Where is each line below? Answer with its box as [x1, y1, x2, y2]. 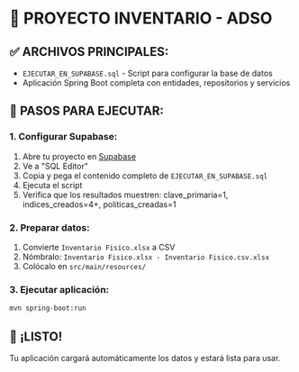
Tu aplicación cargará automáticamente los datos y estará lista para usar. [9, 352, 281, 363]
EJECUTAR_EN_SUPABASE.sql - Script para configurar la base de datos [22, 68, 273, 78]
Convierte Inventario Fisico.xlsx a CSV [22, 241, 176, 252]
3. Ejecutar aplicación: [9, 283, 110, 295]
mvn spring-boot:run [9, 304, 87, 313]
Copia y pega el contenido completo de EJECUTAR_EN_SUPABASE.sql [22, 170, 268, 181]
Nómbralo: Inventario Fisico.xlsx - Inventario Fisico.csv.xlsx [22, 251, 270, 262]
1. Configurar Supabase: [9, 131, 118, 143]
